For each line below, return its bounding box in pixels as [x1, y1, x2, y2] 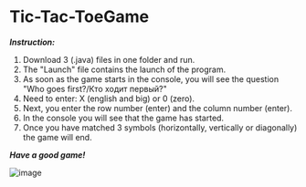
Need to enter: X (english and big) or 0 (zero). [22, 93, 195, 104]
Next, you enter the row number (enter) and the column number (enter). [22, 102, 292, 113]
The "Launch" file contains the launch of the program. [22, 64, 227, 75]
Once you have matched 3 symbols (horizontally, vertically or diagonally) [22, 121, 298, 133]
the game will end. [22, 131, 93, 142]
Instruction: [9, 36, 56, 47]
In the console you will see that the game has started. [22, 112, 225, 123]
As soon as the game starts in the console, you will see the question [22, 73, 280, 84]
